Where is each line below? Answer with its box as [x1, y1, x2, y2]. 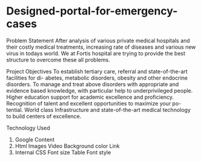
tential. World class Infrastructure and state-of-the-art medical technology [6, 106, 191, 113]
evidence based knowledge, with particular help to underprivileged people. [6, 87, 193, 94]
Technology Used [6, 124, 50, 131]
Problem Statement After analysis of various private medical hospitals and [6, 37, 190, 44]
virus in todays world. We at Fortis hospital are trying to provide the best [6, 49, 186, 57]
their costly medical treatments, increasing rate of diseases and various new [6, 43, 196, 51]
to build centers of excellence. [6, 113, 81, 120]
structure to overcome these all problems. [6, 56, 110, 63]
